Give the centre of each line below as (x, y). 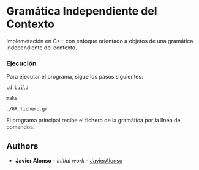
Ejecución (21, 63)
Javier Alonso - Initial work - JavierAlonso (69, 161)
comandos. (21, 127)
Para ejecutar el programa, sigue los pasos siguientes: (75, 77)
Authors (22, 146)
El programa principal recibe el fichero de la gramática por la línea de (93, 121)
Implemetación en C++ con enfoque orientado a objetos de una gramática (100, 41)
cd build (17, 88)
